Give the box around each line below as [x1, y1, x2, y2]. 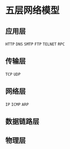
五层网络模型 [5, 5, 60, 16]
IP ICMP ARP [5, 102, 29, 107]
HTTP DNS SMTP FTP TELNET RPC [5, 42, 65, 47]
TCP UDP [5, 71, 21, 77]
